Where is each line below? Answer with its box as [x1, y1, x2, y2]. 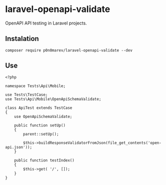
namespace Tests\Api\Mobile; [5, 83, 66, 88]
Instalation [5, 34, 39, 43]
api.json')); [5, 144, 32, 149]
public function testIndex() [14, 157, 75, 163]
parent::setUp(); [23, 131, 59, 136]
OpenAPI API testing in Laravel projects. [5, 20, 87, 26]
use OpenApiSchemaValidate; [14, 114, 72, 119]
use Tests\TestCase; [5, 92, 48, 97]
